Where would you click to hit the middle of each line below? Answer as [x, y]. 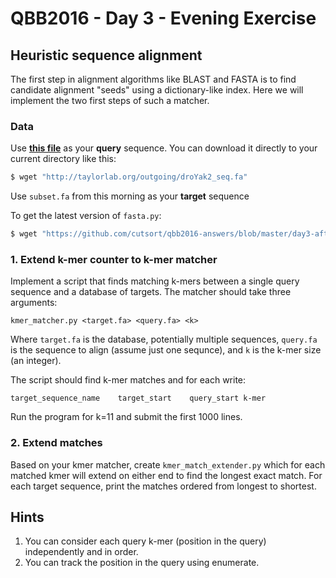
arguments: [34, 303]
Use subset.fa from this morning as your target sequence [130, 196]
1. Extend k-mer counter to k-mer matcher [114, 259]
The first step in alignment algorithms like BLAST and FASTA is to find [153, 79]
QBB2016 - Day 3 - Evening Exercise [163, 18]
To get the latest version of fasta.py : [86, 216]
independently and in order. [81, 552]
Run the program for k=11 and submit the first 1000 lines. [126, 417]
